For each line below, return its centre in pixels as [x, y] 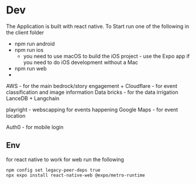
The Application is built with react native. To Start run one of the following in [97, 26]
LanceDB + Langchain [33, 98]
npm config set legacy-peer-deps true [53, 170]
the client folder [25, 32]
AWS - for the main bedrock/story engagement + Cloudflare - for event [92, 86]
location [16, 116]
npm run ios [29, 49]
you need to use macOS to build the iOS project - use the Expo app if [106, 56]
